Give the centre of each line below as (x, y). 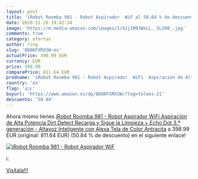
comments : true (25, 34)
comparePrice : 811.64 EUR (38, 72)
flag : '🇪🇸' (21, 89)
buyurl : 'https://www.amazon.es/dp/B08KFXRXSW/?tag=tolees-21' (85, 94)
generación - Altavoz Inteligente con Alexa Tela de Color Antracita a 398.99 (98, 129)
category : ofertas (29, 39)
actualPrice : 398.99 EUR (37, 56)
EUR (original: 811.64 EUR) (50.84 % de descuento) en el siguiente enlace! (96, 135)
